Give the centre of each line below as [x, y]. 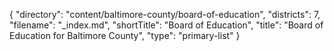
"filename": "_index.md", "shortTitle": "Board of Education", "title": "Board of [166, 25]
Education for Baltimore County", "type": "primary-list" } [125, 35]
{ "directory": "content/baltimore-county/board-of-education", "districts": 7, [165, 14]
